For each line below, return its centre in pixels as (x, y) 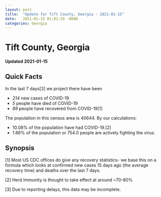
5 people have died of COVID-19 (45, 103)
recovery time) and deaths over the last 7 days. (53, 170)
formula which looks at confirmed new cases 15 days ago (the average (77, 165)
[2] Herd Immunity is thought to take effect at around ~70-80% (69, 180)
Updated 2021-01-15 (26, 61)
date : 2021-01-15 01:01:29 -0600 (42, 19)
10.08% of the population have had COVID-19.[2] (62, 127)
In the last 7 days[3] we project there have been (54, 88)
